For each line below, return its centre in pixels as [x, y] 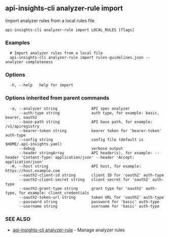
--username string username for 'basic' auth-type [89, 206]
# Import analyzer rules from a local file [56, 53]
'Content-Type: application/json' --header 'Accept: [78, 157]
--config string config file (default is [81, 140]
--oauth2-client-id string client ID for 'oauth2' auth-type [91, 175]
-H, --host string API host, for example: [76, 166]
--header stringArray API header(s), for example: [86, 153]
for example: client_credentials [54, 193]
